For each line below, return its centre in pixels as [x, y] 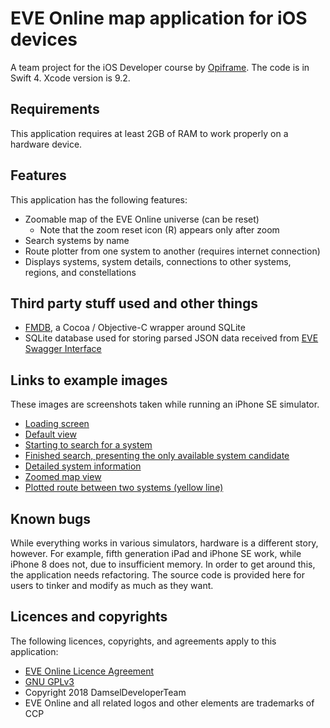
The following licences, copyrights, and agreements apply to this [143, 641]
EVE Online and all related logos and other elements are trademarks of [169, 703]
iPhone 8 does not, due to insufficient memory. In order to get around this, [163, 564]
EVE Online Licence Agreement [89, 671]
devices [44, 39]
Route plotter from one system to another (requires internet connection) [172, 251]
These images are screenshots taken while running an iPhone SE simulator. [165, 404]
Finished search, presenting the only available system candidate [157, 456]
